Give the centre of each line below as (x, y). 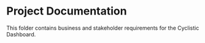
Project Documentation (67, 11)
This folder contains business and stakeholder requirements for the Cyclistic (103, 28)
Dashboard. (21, 34)
